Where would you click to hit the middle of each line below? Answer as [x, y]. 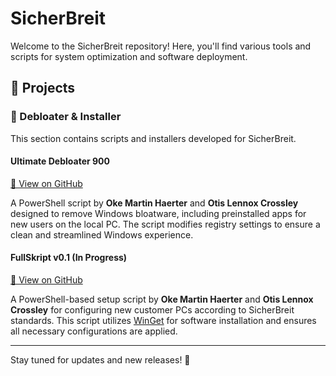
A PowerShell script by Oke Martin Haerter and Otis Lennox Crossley [154, 203]
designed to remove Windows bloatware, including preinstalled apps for [158, 213]
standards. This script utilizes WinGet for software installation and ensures [163, 321]
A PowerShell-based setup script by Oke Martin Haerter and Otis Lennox [162, 299]
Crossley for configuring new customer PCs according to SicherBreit [152, 310]
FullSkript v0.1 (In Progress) [69, 258]
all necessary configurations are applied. [94, 331]
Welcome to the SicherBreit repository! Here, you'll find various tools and [161, 46]
